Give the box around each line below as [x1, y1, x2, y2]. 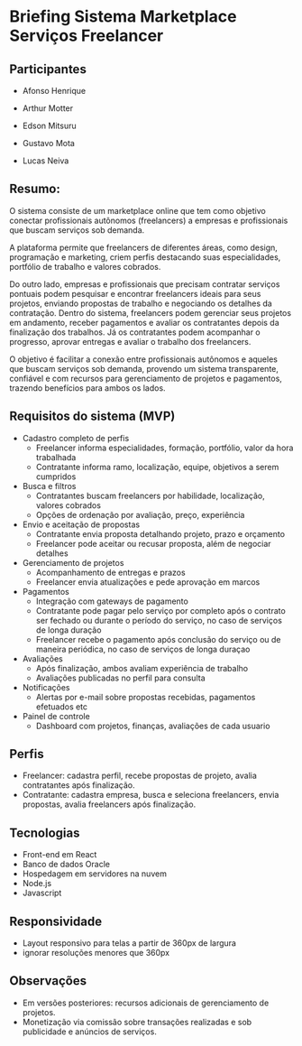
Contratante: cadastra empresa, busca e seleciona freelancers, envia [22, 790, 279, 801]
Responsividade [9, 913, 102, 929]
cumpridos [35, 471, 77, 482]
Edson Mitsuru [22, 120, 77, 131]
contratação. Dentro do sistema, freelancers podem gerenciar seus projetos [9, 307, 291, 318]
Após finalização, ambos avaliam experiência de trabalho [35, 662, 249, 673]
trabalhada [35, 451, 77, 462]
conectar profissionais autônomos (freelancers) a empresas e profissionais [9, 215, 288, 226]
